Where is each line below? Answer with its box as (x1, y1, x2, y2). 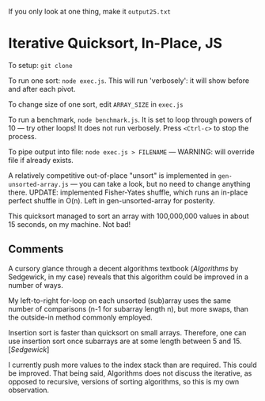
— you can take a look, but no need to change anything (70, 179, 251, 188)
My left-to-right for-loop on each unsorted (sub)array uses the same (8, 296, 232, 305)
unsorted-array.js (8, 180, 69, 188)
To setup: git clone (8, 60, 73, 70)
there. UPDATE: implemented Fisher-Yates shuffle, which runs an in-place (8, 187, 248, 197)
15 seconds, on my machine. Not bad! (8, 219, 131, 229)
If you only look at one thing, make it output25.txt (8, 7, 172, 16)
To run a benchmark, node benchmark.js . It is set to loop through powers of (8, 115, 252, 124)
